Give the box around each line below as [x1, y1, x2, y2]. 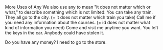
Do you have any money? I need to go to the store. [5, 39, 107, 45]
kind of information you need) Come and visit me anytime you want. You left [5, 25, 158, 31]
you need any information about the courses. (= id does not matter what [5, 19, 151, 25]
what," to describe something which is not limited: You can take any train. [5, 9, 153, 15]
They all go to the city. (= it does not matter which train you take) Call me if [5, 15, 156, 20]
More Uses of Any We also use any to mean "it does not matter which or [5, 4, 151, 10]
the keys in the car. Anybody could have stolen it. [5, 30, 104, 35]
